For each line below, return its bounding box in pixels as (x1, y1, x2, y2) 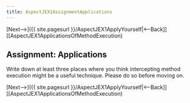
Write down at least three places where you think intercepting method (6, 65, 181, 73)
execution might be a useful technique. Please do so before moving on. (6, 72, 185, 79)
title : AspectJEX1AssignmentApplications (6, 8, 113, 15)
